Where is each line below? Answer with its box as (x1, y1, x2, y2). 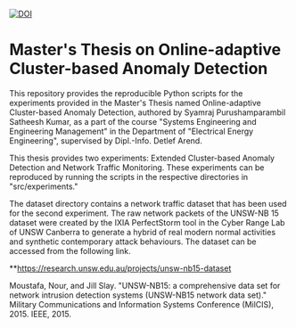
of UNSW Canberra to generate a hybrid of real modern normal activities (9, 226, 276, 237)
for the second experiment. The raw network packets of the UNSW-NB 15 (9, 208, 279, 218)
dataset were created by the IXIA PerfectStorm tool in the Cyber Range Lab (9, 217, 285, 227)
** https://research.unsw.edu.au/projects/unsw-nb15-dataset (9, 263, 232, 274)
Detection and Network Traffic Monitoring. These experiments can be (9, 161, 265, 173)
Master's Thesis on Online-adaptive (9, 40, 282, 60)
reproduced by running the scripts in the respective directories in (9, 171, 249, 182)
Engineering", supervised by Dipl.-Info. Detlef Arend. (9, 135, 202, 146)
